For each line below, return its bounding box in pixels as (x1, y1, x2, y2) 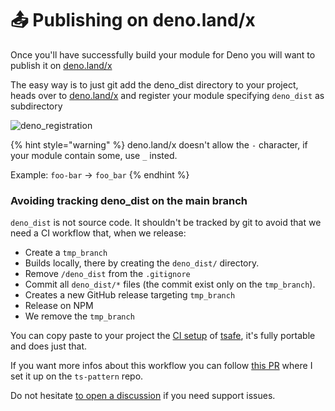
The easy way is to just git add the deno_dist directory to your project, (10, 78, 299, 91)
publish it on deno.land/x (10, 59, 113, 71)
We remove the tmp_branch (24, 310, 135, 322)
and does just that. (10, 340, 88, 352)
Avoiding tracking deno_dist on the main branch (10, 193, 248, 207)
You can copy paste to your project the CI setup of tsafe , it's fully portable (10, 330, 316, 342)
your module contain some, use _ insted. (10, 149, 178, 161)
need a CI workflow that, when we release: (10, 227, 187, 239)
